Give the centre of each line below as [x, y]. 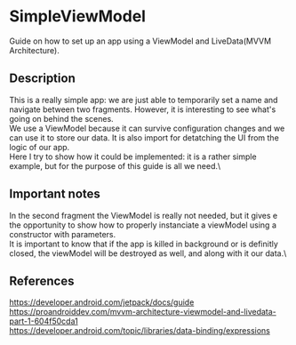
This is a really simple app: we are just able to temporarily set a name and [144, 100]
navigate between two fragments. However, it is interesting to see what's [143, 109]
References [42, 281]
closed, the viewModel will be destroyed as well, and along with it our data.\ [148, 253]
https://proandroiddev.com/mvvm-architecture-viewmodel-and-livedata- [143, 312]
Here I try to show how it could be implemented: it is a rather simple [133, 156]
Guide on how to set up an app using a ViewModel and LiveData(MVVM [140, 41]
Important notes [55, 194]
